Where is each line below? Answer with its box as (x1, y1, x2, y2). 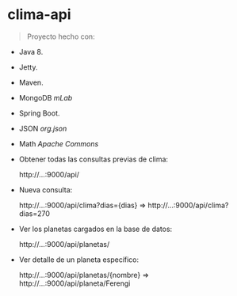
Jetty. (18, 62, 38, 72)
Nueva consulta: (18, 184, 73, 195)
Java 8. (18, 47, 44, 56)
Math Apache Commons (18, 139, 99, 148)
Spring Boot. (18, 108, 60, 118)
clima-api (7, 6, 72, 24)
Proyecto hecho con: (26, 32, 96, 41)
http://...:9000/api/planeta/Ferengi (18, 279, 131, 288)
